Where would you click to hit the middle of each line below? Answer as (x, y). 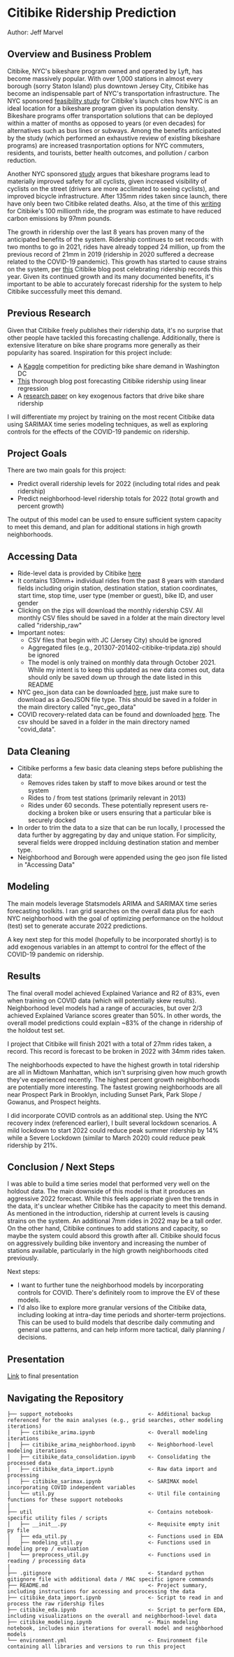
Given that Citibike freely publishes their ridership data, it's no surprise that (115, 330)
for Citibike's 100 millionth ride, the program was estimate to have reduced (114, 210)
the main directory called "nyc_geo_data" (76, 707)
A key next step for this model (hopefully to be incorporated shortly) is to (112, 939)
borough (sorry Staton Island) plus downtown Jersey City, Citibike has (108, 86)
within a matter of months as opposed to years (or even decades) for (107, 123)
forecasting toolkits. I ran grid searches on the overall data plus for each (111, 911)
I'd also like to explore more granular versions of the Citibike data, (112, 1307)
